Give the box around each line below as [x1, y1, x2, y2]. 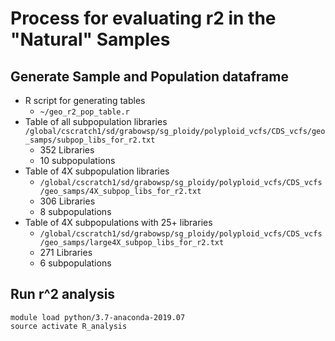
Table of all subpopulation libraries [24, 116, 168, 127]
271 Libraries [39, 247, 93, 258]
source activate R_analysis [10, 321, 128, 331]
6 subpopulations [39, 257, 112, 269]
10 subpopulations [39, 155, 116, 166]
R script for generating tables [24, 95, 146, 106]
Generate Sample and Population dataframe [10, 68, 289, 85]
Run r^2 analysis [10, 286, 116, 303]
